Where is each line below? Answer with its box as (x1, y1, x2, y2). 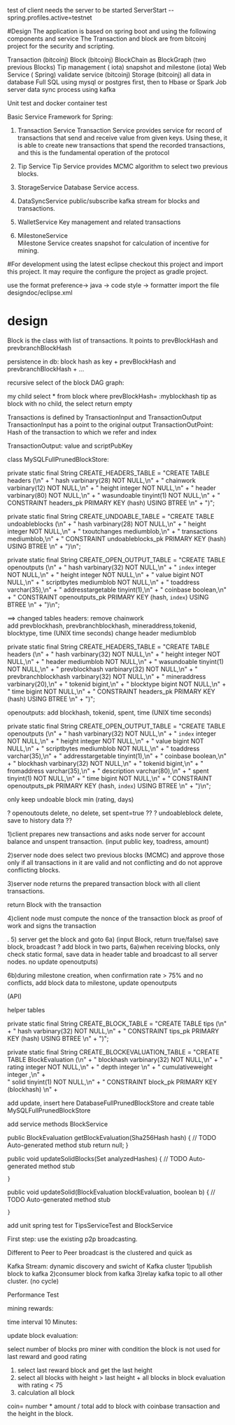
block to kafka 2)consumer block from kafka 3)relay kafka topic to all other (7, 1269, 223, 1278)
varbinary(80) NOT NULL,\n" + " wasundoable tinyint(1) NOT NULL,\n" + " (7, 491, 220, 499)
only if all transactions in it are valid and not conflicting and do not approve (7, 858, 222, 866)
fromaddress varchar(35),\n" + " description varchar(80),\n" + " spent (7, 767, 209, 775)
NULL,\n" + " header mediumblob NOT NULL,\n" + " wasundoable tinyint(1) (7, 657, 224, 665)
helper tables (7, 1005, 45, 1014)
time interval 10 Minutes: (7, 1318, 78, 1326)
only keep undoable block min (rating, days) (7, 795, 134, 803)
